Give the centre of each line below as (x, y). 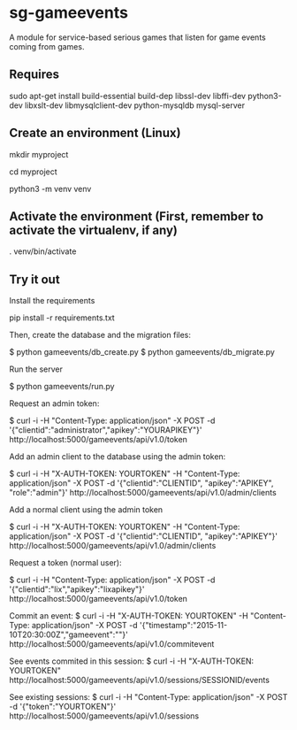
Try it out (34, 279)
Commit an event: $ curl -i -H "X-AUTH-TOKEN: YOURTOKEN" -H (129, 616)
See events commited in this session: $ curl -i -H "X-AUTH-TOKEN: (132, 661)
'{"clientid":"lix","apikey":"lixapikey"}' (77, 589)
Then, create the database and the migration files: (100, 335)
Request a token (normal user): (65, 563)
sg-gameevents (69, 13)
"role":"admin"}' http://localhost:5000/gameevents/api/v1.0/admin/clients (143, 493)
